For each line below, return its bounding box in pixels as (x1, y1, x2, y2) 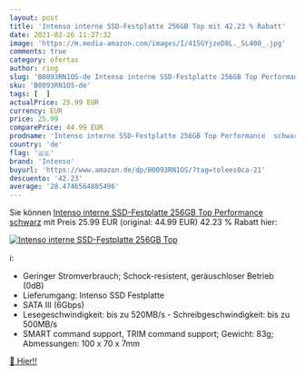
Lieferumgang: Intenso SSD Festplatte (22, 290, 165, 301)
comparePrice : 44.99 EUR (9, 123, 103, 133)
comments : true (9, 47, 67, 56)
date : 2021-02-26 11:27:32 (9, 30, 112, 39)
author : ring (9, 64, 59, 74)
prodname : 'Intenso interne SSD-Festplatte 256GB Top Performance (9, 132, 266, 141)
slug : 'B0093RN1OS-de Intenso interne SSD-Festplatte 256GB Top (9, 73, 258, 82)
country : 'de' (9, 140, 64, 149)
